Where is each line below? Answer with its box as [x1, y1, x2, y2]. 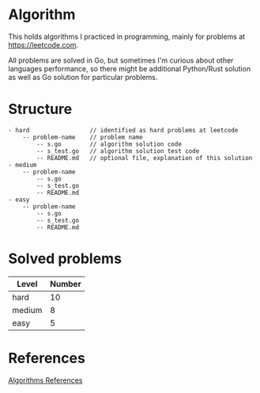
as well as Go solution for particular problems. [8, 72, 158, 82]
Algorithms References [8, 375, 83, 385]
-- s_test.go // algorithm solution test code [36, 147, 200, 155]
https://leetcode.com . [8, 40, 79, 49]
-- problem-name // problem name [22, 133, 144, 141]
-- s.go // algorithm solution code [36, 140, 182, 148]
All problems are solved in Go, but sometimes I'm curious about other [8, 55, 234, 65]
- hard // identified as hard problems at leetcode [8, 126, 239, 134]
